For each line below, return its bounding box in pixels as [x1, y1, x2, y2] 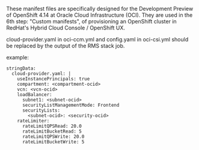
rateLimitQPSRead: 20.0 [22, 123, 82, 129]
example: [6, 54, 29, 61]
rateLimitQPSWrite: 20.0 [22, 134, 85, 140]
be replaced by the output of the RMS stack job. [6, 42, 125, 49]
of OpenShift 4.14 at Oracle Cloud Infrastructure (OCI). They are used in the [6, 11, 193, 19]
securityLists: [22, 107, 61, 113]
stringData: [6, 65, 36, 71]
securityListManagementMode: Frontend [22, 102, 120, 108]
